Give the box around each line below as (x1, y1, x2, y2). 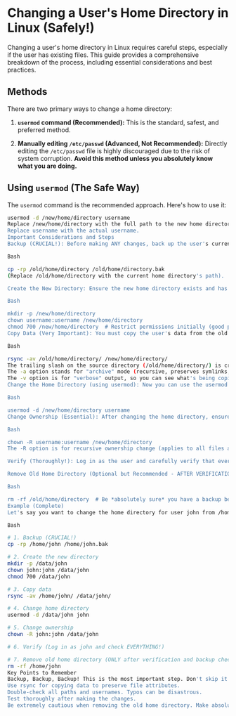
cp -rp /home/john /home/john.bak (7, 541, 109, 548)
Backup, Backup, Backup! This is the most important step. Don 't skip (7, 676, 218, 683)
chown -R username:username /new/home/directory (7, 438, 152, 445)
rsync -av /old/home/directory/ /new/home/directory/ (7, 355, 169, 363)
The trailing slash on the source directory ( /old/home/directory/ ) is (7, 362, 221, 369)
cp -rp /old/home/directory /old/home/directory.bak (7, 266, 165, 273)
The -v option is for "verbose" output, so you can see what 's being (7, 375, 216, 382)
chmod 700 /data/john (7, 573, 71, 580)
